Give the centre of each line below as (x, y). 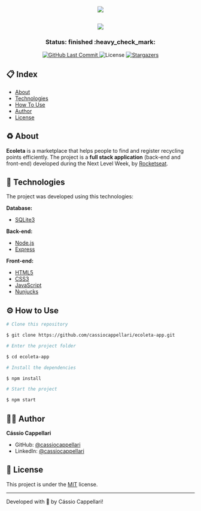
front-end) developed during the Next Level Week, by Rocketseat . (87, 163)
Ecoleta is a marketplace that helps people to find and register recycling (95, 150)
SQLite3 (25, 220)
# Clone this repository (37, 324)
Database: (19, 208)
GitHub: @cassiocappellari (48, 445)
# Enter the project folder (41, 346)
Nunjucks (27, 292)
